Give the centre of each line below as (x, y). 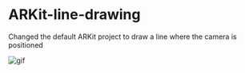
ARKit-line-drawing (74, 15)
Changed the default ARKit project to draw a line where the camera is (123, 36)
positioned (26, 44)
